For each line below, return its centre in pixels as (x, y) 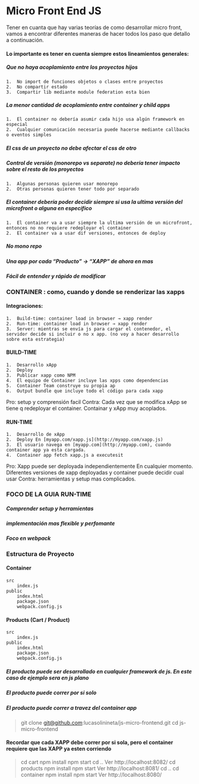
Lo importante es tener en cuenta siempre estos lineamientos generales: (97, 53)
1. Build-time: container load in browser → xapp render (79, 318)
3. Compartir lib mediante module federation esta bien (78, 92)
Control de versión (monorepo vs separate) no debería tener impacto (93, 163)
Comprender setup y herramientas (50, 508)
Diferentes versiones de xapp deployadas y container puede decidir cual (95, 473)
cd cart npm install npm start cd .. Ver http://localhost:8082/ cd (98, 762)
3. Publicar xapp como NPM (41, 375)
